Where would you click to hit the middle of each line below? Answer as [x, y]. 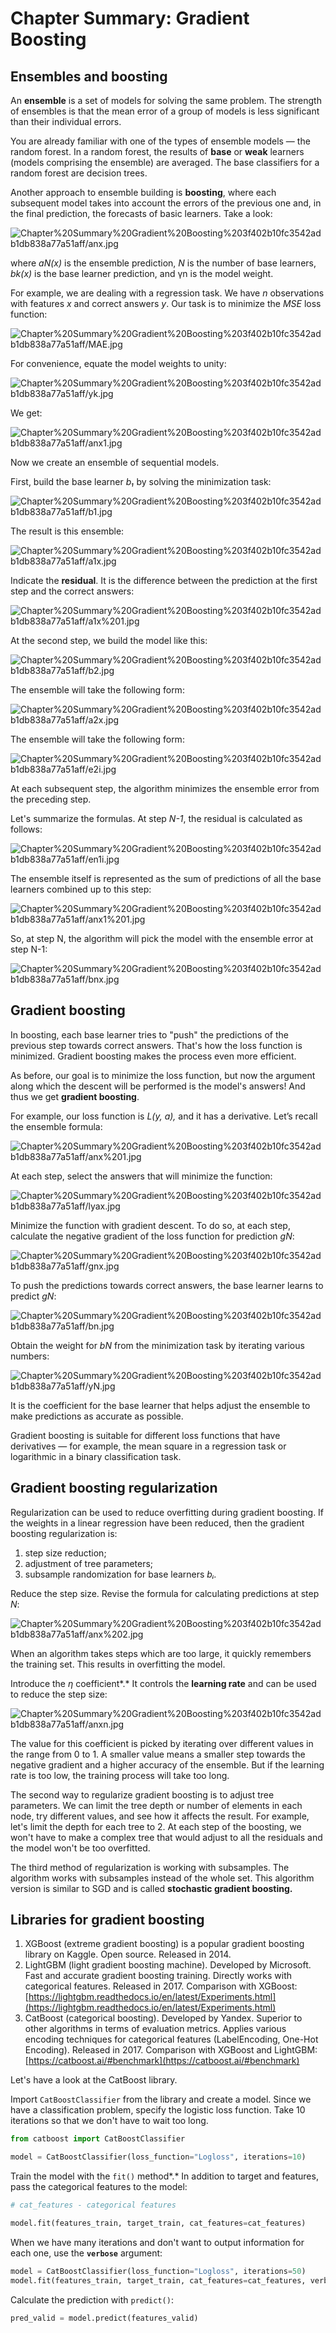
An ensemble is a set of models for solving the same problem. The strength [166, 100]
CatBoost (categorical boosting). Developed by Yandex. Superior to [163, 2018]
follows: [26, 829]
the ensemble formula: [56, 1126]
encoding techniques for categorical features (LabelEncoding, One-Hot [171, 2039]
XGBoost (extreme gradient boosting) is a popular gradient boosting [164, 1944]
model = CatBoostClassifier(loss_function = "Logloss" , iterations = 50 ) [158, 2271]
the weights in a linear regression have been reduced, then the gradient [157, 1523]
